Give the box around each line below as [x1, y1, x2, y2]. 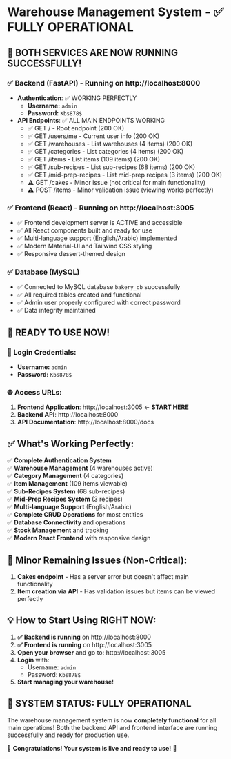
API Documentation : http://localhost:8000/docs [17, 418, 154, 426]
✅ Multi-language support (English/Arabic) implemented [17, 234, 177, 242]
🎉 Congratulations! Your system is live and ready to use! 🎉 [7, 744, 177, 752]
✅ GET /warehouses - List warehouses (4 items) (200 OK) [27, 139, 193, 148]
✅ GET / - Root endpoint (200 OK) [27, 124, 125, 132]
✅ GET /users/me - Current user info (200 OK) [27, 132, 160, 140]
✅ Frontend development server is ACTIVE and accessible [17, 219, 183, 227]
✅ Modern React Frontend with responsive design [7, 534, 151, 542]
